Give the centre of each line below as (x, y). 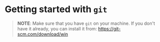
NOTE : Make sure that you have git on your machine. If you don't (86, 23)
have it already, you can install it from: (57, 28)
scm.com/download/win (43, 34)
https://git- (109, 28)
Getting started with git (56, 9)
